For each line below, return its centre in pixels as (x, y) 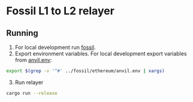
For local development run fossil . (55, 47)
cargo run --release (32, 93)
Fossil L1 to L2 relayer (61, 11)
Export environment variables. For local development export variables (101, 54)
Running (22, 33)
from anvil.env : (33, 60)
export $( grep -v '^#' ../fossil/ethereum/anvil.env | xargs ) (85, 71)
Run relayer (29, 82)
